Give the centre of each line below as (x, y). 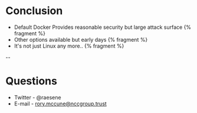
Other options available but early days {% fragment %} (81, 39)
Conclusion (34, 11)
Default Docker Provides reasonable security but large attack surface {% (103, 27)
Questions (31, 81)
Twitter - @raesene (37, 97)
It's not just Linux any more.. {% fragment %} (69, 46)
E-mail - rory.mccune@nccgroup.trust (60, 104)
